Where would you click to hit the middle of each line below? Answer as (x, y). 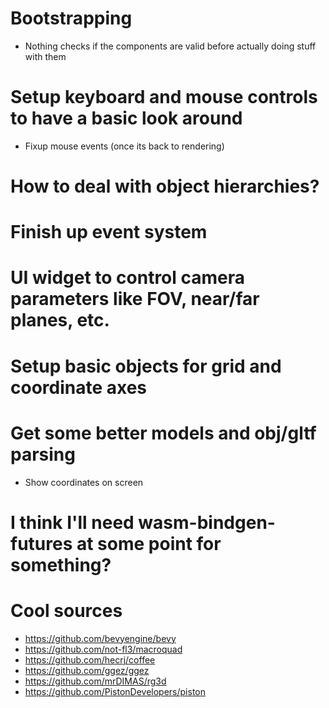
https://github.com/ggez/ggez (87, 670)
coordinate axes (79, 387)
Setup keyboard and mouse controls (164, 97)
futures (41, 543)
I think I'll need (72, 522)
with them (45, 56)
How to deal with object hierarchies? (165, 186)
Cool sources (66, 610)
